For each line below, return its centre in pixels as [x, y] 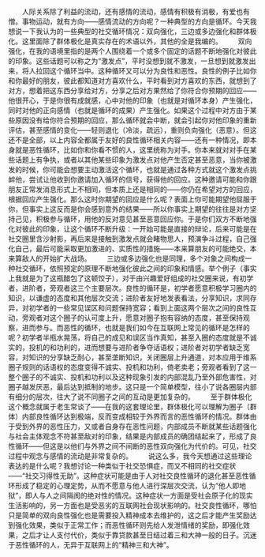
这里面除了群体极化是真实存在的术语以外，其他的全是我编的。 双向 [137, 41]
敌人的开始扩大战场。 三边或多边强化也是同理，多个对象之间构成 [133, 258]
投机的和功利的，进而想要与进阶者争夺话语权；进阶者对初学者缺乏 [136, 347]
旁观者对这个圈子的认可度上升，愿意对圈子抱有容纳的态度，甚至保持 [132, 318]
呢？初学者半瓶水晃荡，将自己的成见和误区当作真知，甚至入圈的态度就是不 [129, 337]
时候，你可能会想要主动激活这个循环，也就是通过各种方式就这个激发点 [136, 169]
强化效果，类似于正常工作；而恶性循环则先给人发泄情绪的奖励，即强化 [129, 525]
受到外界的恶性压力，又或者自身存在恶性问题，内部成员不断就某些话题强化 [136, 426]
